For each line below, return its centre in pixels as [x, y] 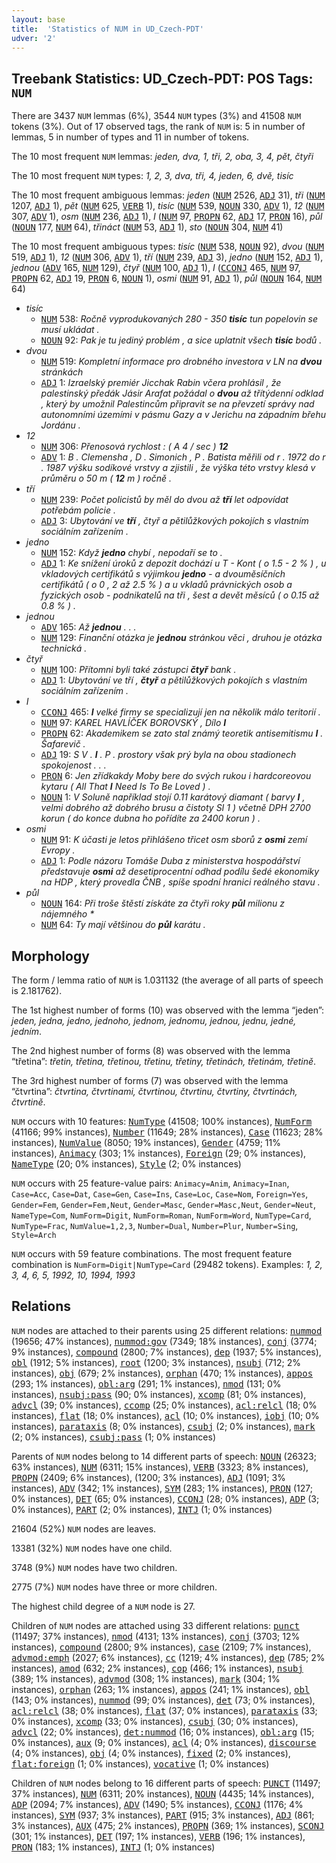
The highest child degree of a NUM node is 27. [103, 1606]
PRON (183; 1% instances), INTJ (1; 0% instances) [113, 1847]
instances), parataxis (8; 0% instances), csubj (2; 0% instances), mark [163, 1426]
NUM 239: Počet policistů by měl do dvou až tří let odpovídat [164, 500]
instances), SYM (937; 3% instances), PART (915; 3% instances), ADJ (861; [163, 1815]
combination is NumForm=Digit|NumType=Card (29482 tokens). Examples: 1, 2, [167, 1264]
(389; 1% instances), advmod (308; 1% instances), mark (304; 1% [146, 1678]
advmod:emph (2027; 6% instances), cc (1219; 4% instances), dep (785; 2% [168, 1657]
